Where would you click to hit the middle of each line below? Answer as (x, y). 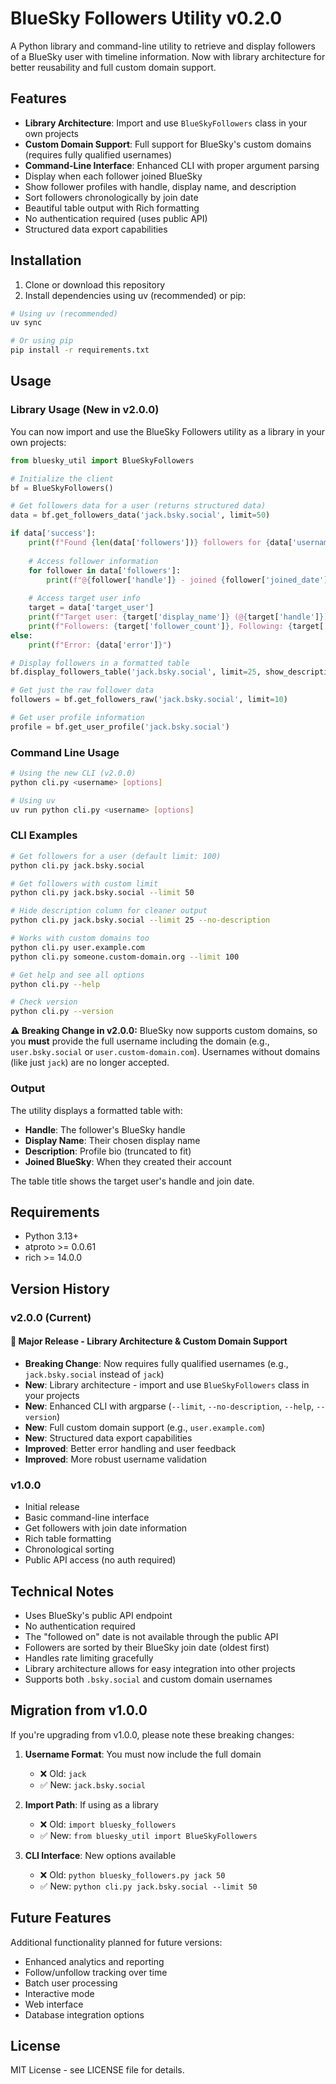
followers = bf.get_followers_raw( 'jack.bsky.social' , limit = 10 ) (149, 700)
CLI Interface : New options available (100, 1855)
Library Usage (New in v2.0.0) (85, 410)
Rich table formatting (68, 1539)
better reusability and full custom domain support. (113, 67)
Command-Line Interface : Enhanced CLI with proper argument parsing (172, 165)
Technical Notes (62, 1591)
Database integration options (84, 2014)
